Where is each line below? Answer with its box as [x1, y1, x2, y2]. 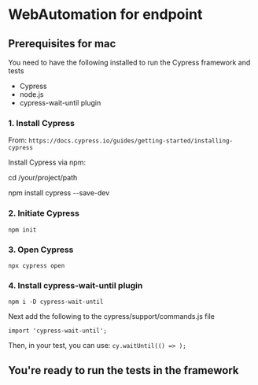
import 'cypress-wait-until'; [8, 327, 108, 335]
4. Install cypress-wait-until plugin [8, 279, 143, 291]
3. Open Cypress [8, 244, 74, 255]
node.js [19, 90, 45, 99]
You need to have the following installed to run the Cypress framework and [8, 57, 251, 67]
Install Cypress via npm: [8, 157, 87, 167]
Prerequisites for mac [8, 37, 116, 50]
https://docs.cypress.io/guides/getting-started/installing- [28, 137, 234, 145]
